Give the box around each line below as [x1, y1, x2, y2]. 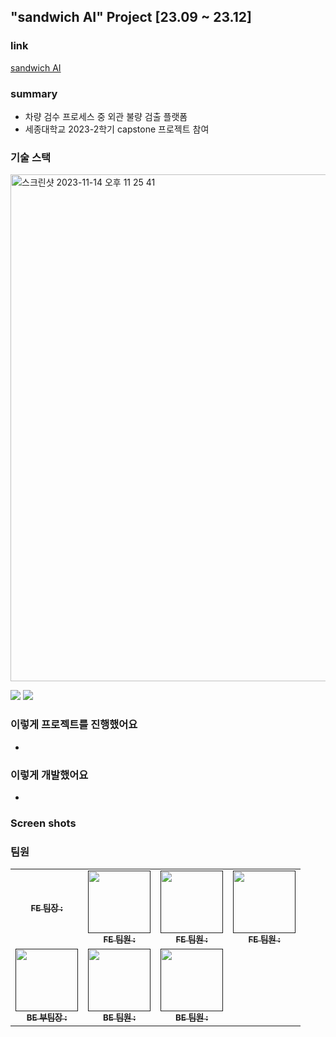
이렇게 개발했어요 [10, 768, 89, 782]
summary [10, 86, 58, 100]
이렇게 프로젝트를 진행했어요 [10, 718, 138, 732]
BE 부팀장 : [26, 1012, 68, 1024]
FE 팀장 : [30, 903, 63, 914]
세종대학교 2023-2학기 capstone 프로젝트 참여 [24, 123, 210, 135]
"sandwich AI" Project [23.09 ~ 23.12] [10, 9, 252, 26]
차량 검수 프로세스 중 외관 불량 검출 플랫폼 [24, 110, 188, 122]
